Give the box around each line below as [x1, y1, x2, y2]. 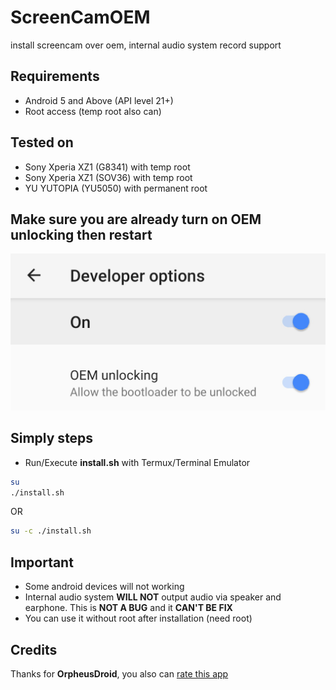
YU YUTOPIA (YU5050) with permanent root [24, 182, 208, 194]
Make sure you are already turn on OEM [10, 211, 262, 228]
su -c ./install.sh [10, 526, 92, 536]
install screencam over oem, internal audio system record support [10, 39, 282, 51]
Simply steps [10, 430, 94, 447]
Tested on [10, 134, 74, 151]
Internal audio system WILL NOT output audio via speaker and [24, 591, 282, 603]
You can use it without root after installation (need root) [24, 612, 253, 625]
